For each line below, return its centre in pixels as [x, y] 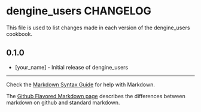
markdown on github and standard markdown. [63, 102]
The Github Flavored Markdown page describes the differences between [96, 96]
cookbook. [19, 34]
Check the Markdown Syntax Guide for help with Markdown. [81, 84]
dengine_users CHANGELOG [79, 11]
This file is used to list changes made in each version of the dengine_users [98, 28]
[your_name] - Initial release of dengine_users [71, 67]
